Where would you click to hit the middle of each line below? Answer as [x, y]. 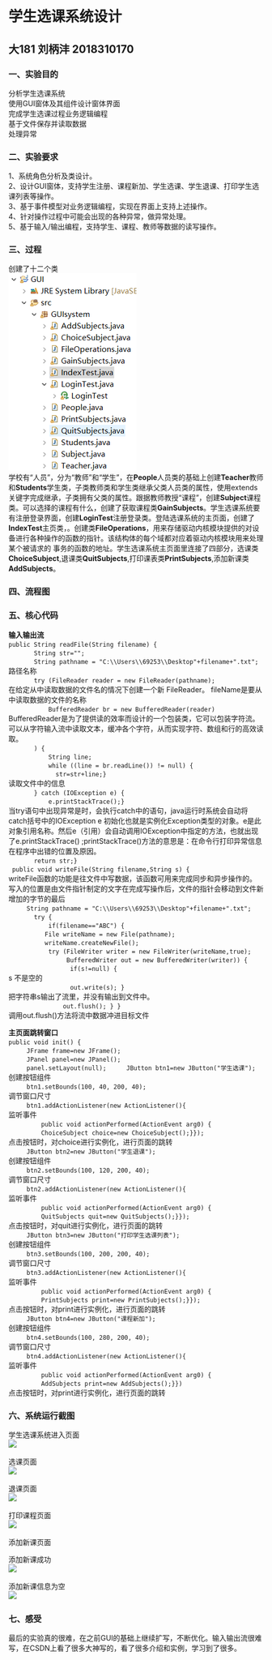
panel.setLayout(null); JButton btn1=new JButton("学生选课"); [141, 1068]
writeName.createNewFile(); [91, 943]
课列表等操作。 [33, 196]
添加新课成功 [30, 1559]
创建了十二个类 [33, 269]
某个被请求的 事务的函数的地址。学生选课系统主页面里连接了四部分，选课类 [134, 549]
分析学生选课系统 [37, 93]
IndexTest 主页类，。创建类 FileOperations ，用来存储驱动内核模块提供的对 [130, 528]
